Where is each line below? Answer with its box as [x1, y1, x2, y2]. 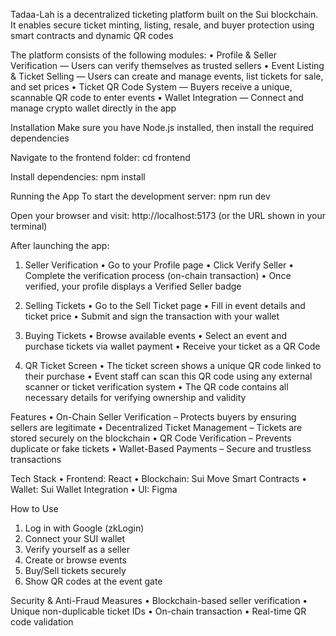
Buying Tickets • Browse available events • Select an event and [24, 330, 288, 341]
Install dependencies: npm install [10, 171, 146, 183]
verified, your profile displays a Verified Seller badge [24, 280, 242, 292]
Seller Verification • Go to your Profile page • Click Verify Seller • [24, 259, 295, 271]
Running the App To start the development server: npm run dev [10, 190, 271, 202]
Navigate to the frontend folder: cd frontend [10, 152, 191, 163]
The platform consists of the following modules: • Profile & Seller [10, 49, 278, 61]
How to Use [10, 503, 59, 514]
